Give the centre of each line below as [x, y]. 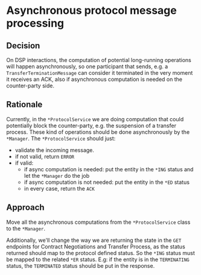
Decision [23, 46]
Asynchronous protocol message [91, 11]
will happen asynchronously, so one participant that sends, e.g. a [87, 66]
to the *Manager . [26, 228]
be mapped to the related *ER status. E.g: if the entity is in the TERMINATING [98, 259]
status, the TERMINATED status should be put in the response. [81, 265]
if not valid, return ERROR [45, 156]
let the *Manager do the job [57, 175]
